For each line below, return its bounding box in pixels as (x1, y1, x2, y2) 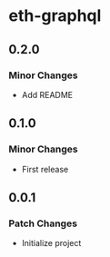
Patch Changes (8, 217, 78, 230)
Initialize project (21, 238, 82, 249)
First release (21, 163, 69, 174)
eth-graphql (8, 5, 102, 26)
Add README (21, 89, 74, 100)
